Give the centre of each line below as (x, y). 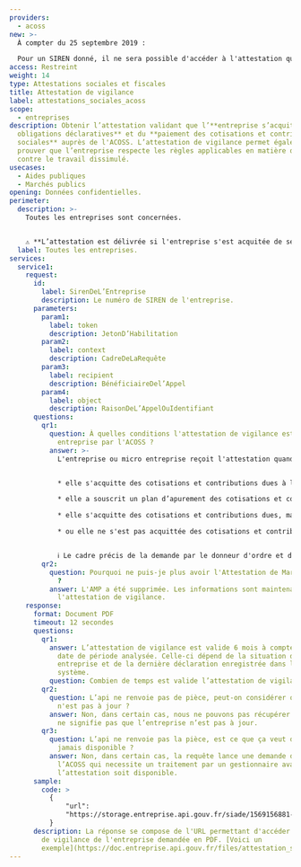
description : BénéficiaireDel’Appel (117, 384)
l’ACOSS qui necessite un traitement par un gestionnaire (168, 765)
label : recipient (82, 375)
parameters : (55, 308)
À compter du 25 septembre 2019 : (82, 43)
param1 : (56, 317)
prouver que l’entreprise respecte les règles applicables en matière (152, 151)
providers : (30, 18)
